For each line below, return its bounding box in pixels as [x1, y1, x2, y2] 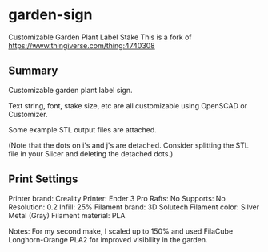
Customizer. [8, 109, 48, 119]
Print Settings [8, 173, 78, 186]
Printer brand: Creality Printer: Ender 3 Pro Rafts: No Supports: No [8, 193, 226, 203]
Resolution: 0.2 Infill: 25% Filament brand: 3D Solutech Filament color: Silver [8, 202, 260, 212]
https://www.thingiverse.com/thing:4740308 [8, 40, 156, 50]
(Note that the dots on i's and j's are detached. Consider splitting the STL [8, 140, 250, 150]
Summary [8, 64, 58, 78]
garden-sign [8, 6, 93, 24]
